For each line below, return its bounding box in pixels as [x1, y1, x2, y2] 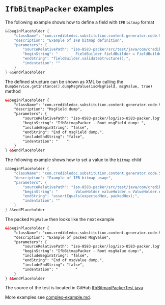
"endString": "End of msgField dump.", [23, 130, 105, 135]
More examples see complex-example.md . [5, 294, 91, 300]
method [5, 88, 21, 94]
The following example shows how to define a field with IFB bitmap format [5, 19, 155, 25]
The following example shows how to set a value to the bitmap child [5, 157, 141, 163]
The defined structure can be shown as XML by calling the [5, 79, 124, 84]
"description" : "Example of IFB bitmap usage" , [14, 175, 113, 180]
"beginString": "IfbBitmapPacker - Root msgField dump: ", [23, 121, 146, 126]
